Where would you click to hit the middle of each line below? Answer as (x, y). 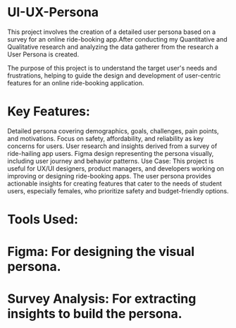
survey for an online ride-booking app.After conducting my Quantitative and (117, 39)
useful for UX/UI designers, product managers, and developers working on (116, 168)
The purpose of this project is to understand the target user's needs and (112, 68)
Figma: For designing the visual (101, 252)
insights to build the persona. (95, 314)
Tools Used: (43, 220)
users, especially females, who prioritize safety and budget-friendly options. (118, 190)
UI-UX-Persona (53, 12)
